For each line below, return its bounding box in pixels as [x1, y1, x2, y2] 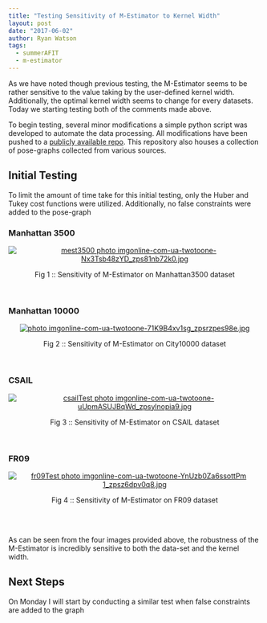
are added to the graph [8, 605, 84, 615]
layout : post [8, 19, 52, 27]
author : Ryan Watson [8, 34, 78, 43]
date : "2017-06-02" [8, 27, 74, 35]
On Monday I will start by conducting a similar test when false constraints [8, 596, 251, 606]
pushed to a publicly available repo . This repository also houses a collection [8, 137, 259, 146]
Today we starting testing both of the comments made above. [8, 104, 212, 113]
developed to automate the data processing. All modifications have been [8, 128, 248, 137]
